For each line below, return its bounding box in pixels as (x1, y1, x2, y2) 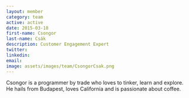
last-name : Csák (6, 36, 46, 42)
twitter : (6, 47, 28, 53)
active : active (6, 19, 44, 25)
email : (6, 58, 22, 63)
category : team (6, 14, 44, 20)
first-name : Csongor (6, 31, 57, 36)
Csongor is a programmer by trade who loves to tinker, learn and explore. (6, 79, 184, 86)
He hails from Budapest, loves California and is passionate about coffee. (6, 86, 181, 93)
